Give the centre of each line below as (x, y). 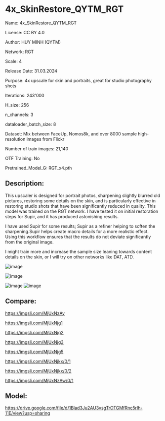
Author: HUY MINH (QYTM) (33, 42)
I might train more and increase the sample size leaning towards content (79, 251)
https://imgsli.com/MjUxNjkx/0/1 (38, 361)
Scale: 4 (14, 61)
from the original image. (29, 242)
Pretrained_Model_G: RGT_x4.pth (39, 168)
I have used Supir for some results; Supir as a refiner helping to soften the (80, 226)
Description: (25, 184)
